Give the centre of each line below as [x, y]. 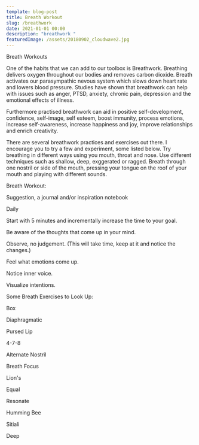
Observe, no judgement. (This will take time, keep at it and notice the [91, 244]
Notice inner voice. [29, 273]
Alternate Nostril [26, 355]
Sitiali [13, 424]
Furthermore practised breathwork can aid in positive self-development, [95, 112]
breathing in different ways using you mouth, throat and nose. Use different [99, 155]
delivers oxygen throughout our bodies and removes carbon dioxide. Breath [99, 75]
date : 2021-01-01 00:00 [36, 28]
